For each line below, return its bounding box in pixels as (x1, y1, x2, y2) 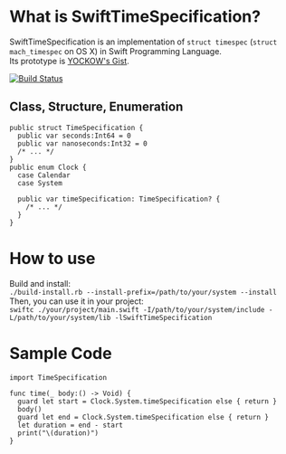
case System (17, 178, 63, 187)
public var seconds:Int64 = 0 (17, 131, 131, 140)
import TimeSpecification (9, 373, 107, 382)
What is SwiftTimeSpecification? (9, 6, 261, 27)
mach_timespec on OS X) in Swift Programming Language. (9, 45, 222, 56)
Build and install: (9, 278, 71, 288)
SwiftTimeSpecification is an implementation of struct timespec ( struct (9, 36, 278, 47)
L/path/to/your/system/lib (9, 313, 111, 322)
